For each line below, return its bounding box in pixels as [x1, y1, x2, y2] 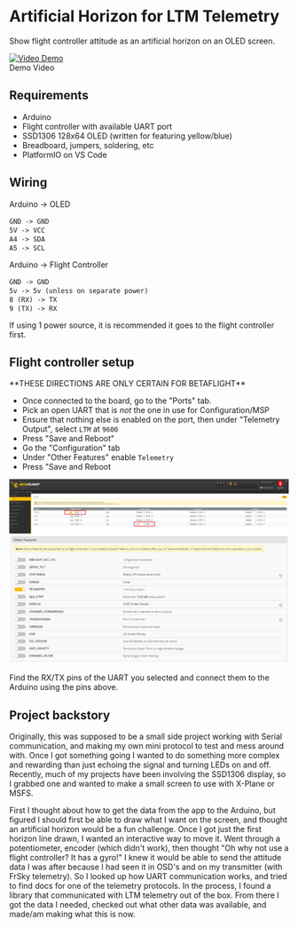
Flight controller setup [9, 354, 135, 369]
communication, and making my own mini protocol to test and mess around [9, 740, 285, 751]
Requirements [9, 88, 89, 103]
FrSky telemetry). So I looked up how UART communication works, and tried [9, 870, 288, 881]
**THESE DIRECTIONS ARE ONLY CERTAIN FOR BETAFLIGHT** [9, 378, 247, 389]
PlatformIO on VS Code [21, 149, 108, 160]
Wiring [9, 175, 48, 190]
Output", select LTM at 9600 [21, 424, 119, 434]
